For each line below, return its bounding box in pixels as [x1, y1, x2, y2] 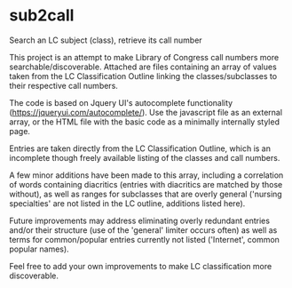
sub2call [9, 5, 75, 26]
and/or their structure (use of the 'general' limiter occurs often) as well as [9, 224, 278, 236]
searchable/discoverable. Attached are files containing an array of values [9, 61, 277, 72]
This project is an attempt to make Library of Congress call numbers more [9, 52, 280, 62]
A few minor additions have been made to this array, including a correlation [9, 170, 284, 180]
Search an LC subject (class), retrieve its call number [9, 35, 202, 45]
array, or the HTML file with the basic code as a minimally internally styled [9, 116, 280, 127]
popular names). [9, 244, 69, 254]
